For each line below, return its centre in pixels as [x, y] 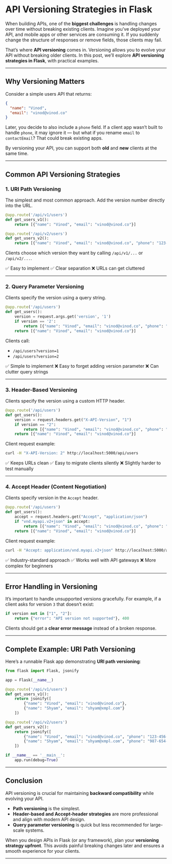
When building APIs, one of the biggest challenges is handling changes [81, 24]
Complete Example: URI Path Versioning [70, 649]
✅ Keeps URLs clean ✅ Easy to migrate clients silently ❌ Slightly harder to [83, 463]
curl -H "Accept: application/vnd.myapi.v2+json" [59, 550]
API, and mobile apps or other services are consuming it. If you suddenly [82, 34]
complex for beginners [29, 566]
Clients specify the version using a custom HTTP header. [65, 401]
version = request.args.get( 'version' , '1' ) [63, 317]
